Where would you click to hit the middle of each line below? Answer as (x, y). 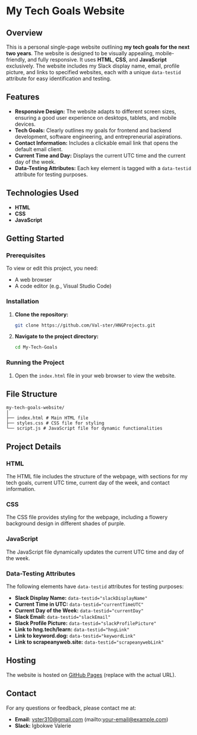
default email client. (39, 149)
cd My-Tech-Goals (36, 347)
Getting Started (35, 239)
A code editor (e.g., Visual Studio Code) (63, 286)
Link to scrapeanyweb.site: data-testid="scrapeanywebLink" (89, 642)
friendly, (16, 60)
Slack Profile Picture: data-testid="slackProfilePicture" (85, 623)
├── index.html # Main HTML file (47, 418)
